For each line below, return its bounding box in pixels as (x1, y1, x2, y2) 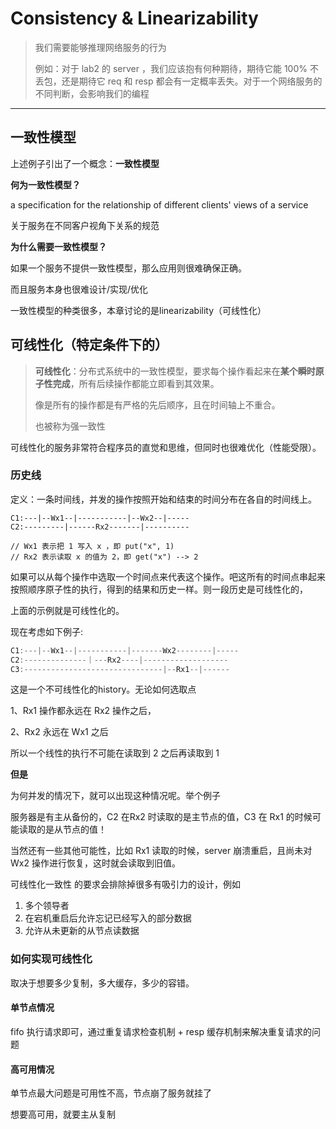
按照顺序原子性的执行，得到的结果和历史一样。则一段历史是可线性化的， (10, 583, 308, 595)
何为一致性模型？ (10, 178, 81, 191)
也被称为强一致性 (34, 420, 106, 432)
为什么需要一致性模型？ (10, 240, 107, 252)
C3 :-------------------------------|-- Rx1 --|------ (10, 664, 230, 674)
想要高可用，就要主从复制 (10, 1108, 116, 1121)
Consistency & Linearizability (10, 7, 259, 30)
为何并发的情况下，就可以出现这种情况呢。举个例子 (10, 790, 221, 802)
